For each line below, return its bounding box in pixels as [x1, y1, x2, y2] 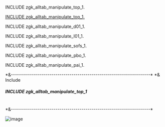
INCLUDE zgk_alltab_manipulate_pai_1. [5, 62, 85, 68]
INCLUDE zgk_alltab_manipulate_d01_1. [5, 23, 85, 29]
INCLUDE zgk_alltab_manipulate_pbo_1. [5, 52, 86, 58]
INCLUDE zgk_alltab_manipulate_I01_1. [5, 33, 84, 39]
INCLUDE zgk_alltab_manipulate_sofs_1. [5, 43, 87, 49]
